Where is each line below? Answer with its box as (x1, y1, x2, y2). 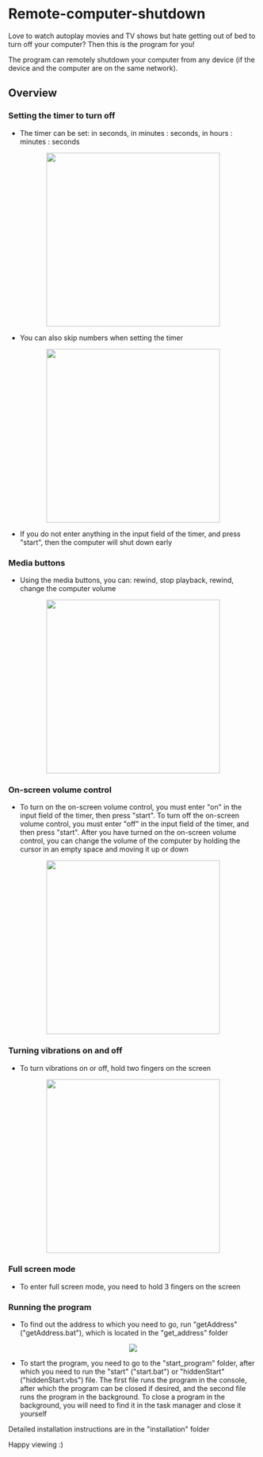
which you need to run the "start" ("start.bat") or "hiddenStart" (19, 1367, 225, 1377)
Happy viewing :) (8, 1440, 63, 1450)
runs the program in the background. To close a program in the (19, 1392, 226, 1402)
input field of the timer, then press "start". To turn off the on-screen (19, 811, 240, 821)
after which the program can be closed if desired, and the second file (19, 1384, 246, 1393)
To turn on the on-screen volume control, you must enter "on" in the (19, 802, 242, 812)
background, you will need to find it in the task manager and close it (19, 1401, 242, 1410)
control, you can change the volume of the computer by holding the (19, 836, 241, 846)
